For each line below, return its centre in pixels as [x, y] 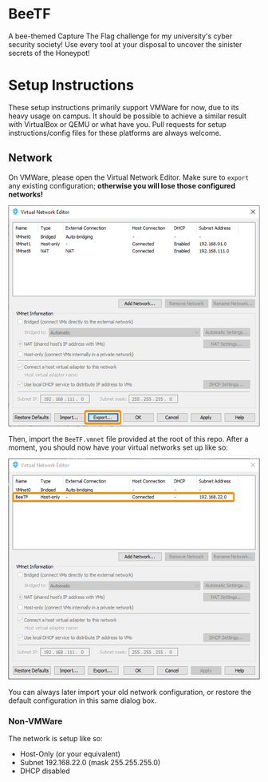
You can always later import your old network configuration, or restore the [130, 692]
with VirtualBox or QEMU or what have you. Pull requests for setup [118, 124]
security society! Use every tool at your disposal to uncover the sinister [125, 44]
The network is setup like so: [56, 739]
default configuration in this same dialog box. [83, 701]
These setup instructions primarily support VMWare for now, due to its [124, 107]
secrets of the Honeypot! [49, 53]
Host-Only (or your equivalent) [70, 754]
